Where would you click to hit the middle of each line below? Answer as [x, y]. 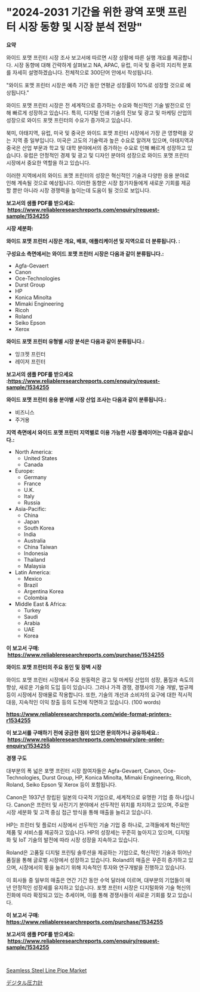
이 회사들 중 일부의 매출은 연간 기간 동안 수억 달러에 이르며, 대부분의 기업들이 [95, 880]
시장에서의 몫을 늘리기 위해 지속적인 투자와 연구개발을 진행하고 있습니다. [102, 867]
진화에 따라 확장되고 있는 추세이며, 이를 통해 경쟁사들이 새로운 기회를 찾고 [91, 895]
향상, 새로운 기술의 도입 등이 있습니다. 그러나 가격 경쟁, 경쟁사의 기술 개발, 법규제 [100, 687]
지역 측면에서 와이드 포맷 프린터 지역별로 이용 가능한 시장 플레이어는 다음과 [92, 432]
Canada [33, 464]
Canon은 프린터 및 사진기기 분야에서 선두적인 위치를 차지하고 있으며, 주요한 [101, 805]
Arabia [32, 623]
